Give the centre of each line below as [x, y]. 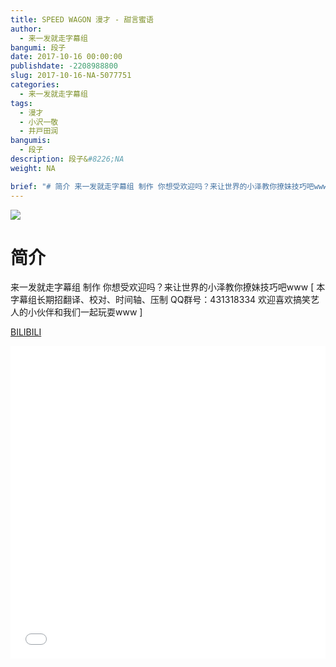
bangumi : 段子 [38, 47]
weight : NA [33, 168]
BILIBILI [26, 332]
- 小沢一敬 [39, 122]
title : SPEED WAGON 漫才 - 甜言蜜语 [82, 19]
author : [26, 29]
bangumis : [31, 141]
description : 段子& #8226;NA [67, 159]
